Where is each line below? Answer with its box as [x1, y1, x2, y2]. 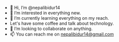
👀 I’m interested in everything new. [9, 10, 81, 16]
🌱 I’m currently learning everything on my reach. [9, 15, 110, 21]
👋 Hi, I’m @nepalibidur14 [9, 5, 61, 10]
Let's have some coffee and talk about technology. [9, 20, 114, 26]
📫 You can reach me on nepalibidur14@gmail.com [9, 31, 114, 37]
